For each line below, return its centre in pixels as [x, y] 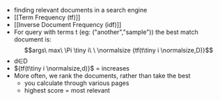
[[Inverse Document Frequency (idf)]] [68, 25]
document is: [33, 39]
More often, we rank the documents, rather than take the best [102, 76]
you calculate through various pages [77, 83]
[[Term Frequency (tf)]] [47, 17]
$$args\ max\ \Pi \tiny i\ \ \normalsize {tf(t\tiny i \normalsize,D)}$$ [119, 50]
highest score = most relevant [67, 90]
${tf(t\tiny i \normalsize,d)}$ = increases [72, 68]
